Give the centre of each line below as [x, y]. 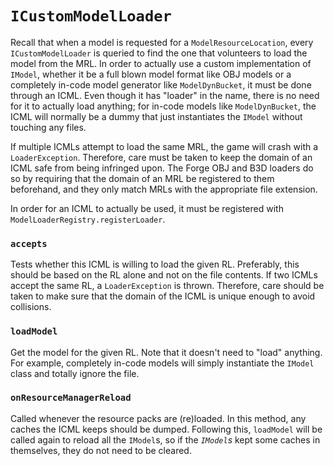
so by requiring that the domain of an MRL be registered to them [142, 178]
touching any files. [48, 127]
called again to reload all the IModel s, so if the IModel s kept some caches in [165, 439]
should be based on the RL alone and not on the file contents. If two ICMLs [164, 275]
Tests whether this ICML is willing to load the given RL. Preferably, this [155, 264]
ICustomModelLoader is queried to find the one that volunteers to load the [159, 53]
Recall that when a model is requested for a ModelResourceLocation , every [162, 42]
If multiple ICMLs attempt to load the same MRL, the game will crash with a [164, 146]
